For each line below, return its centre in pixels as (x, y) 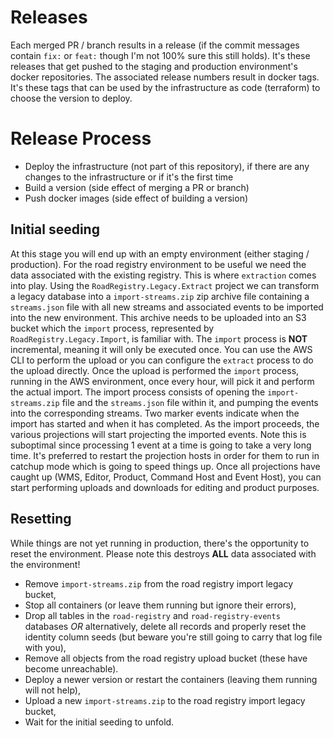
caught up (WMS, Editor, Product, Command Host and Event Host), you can (166, 477)
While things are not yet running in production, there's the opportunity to (160, 543)
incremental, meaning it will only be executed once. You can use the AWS (161, 349)
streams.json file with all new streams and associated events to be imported (167, 307)
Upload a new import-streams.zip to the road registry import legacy (165, 700)
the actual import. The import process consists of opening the (138, 392)
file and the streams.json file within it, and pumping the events (190, 402)
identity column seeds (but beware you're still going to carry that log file (173, 637)
